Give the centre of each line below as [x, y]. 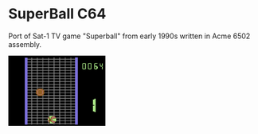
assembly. [25, 44]
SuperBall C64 [57, 14]
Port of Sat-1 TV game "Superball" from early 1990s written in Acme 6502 [129, 36]
